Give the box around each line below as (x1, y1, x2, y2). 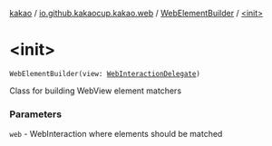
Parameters (9, 108, 62, 121)
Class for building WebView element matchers (9, 85, 182, 96)
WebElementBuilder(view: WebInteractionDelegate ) (9, 69, 201, 78)
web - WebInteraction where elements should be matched (9, 129, 223, 140)
